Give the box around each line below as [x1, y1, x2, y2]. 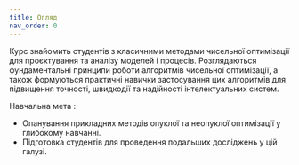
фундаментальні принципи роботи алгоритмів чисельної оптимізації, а [9, 64, 279, 75]
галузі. [21, 145, 47, 156]
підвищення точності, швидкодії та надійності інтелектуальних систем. [9, 83, 279, 94]
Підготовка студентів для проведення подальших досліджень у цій [21, 137, 278, 147]
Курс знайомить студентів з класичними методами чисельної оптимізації [9, 45, 290, 56]
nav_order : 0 [9, 21, 58, 30]
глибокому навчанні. [21, 127, 101, 137]
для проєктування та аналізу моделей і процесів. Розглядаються [9, 55, 257, 66]
